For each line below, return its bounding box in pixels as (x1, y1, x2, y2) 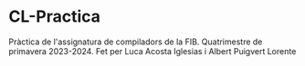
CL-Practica (8, 6, 101, 27)
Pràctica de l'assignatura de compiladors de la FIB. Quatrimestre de (8, 36, 263, 47)
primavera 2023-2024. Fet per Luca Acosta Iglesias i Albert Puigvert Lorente (8, 45, 297, 56)
